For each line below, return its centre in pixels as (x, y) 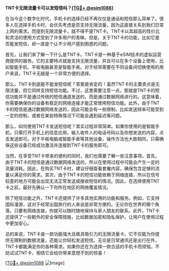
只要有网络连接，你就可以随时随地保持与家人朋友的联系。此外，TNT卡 (87, 211)
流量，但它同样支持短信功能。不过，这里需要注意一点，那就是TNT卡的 (82, 90)
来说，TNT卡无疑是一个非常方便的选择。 (52, 73)
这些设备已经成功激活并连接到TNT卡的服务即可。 (60, 145)
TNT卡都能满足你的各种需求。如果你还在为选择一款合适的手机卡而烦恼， (80, 247)
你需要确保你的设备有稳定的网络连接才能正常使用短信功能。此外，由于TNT (82, 103)
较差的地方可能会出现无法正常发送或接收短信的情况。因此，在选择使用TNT (82, 181)
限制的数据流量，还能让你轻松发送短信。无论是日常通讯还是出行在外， (87, 240)
